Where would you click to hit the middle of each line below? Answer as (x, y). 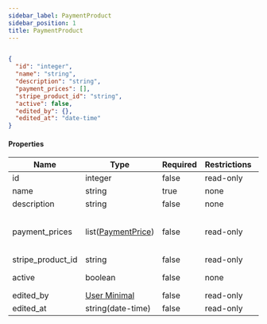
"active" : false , (44, 103)
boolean (100, 278)
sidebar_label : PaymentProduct (60, 16)
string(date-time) (118, 309)
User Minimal (110, 295)
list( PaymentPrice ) (120, 232)
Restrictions (228, 165)
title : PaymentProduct (46, 30)
